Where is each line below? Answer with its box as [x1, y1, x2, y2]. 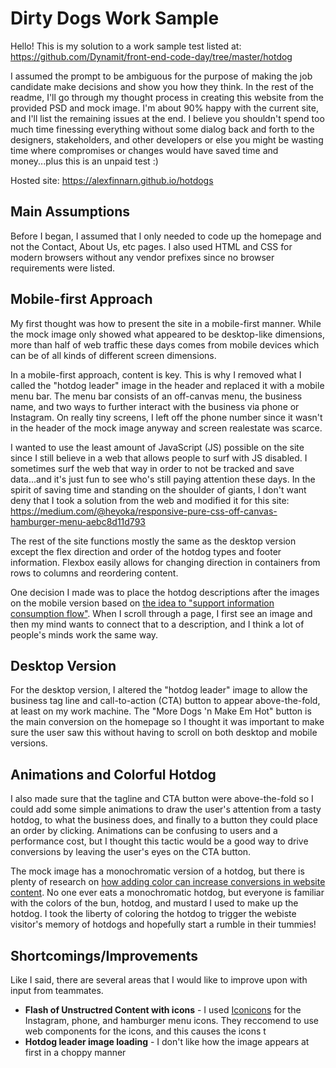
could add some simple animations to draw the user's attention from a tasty [10, 803, 322, 816]
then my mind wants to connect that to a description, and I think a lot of [10, 618, 305, 630]
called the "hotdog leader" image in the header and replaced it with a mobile [10, 379, 325, 391]
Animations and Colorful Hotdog [10, 766, 217, 783]
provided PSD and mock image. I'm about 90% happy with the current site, [10, 102, 319, 114]
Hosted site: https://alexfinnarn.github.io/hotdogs [10, 174, 214, 186]
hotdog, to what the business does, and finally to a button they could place [10, 814, 318, 826]
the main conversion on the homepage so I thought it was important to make [10, 716, 325, 728]
